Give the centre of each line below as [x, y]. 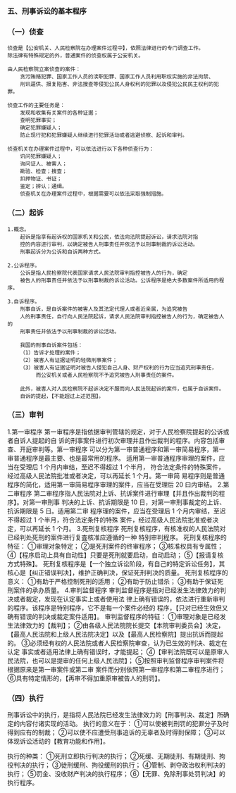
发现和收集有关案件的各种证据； [60, 113]
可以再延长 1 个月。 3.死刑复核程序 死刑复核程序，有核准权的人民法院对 [123, 528]
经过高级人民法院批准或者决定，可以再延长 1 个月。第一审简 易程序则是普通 [116, 475]
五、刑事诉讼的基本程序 [47, 11]
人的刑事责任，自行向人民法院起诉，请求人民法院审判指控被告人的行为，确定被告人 [122, 316]
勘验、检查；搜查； [44, 171]
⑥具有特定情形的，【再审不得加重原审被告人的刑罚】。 [86, 678]
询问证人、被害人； [44, 164]
